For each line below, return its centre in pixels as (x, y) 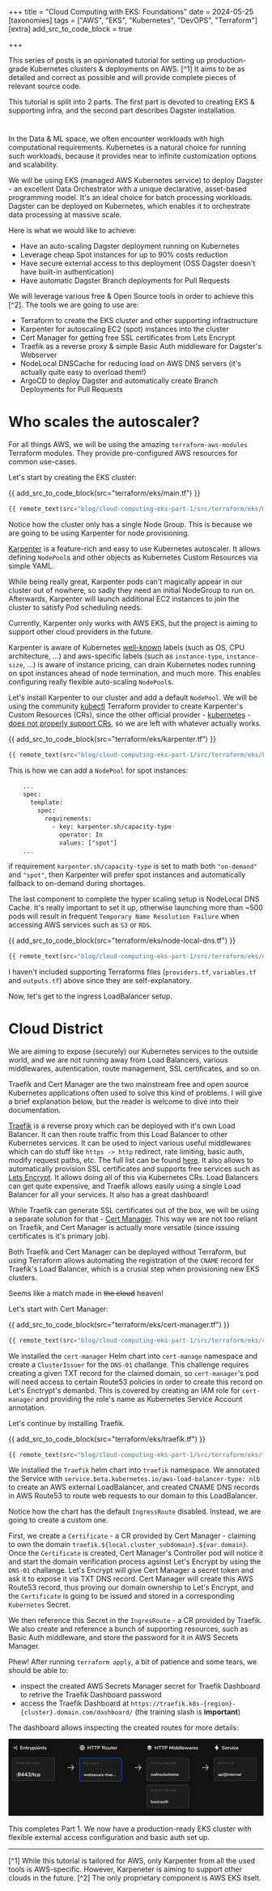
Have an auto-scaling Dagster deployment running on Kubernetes (130, 246)
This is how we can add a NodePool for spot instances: (98, 770)
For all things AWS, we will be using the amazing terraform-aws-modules (128, 445)
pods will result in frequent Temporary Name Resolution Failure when (124, 916)
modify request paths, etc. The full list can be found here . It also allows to (131, 1160)
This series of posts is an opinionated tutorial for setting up (106, 60)
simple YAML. (31, 566)
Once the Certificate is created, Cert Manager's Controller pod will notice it (136, 1553)
